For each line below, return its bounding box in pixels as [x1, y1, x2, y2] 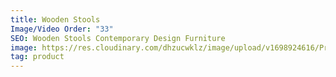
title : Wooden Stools [10, 14, 101, 25]
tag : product [10, 52, 65, 62]
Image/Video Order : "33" [10, 24, 114, 34]
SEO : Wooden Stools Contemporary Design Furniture [10, 33, 226, 43]
